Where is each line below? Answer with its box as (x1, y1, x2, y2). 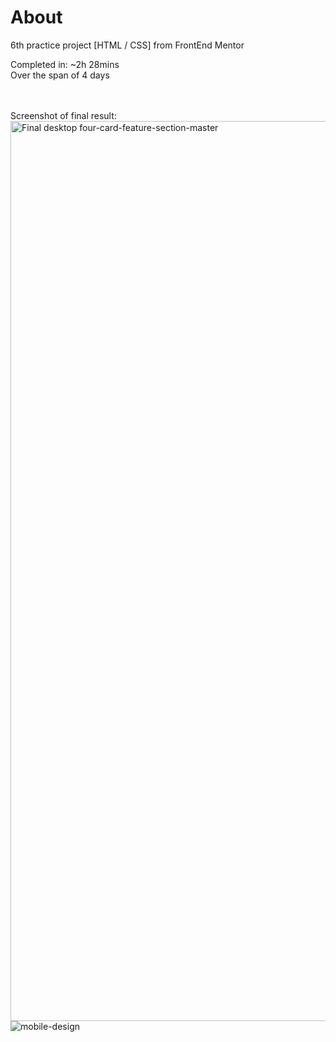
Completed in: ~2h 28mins (10, 58, 120, 70)
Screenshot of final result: (10, 109, 117, 121)
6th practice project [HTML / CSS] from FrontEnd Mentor (10, 39, 245, 51)
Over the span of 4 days (10, 69, 110, 81)
